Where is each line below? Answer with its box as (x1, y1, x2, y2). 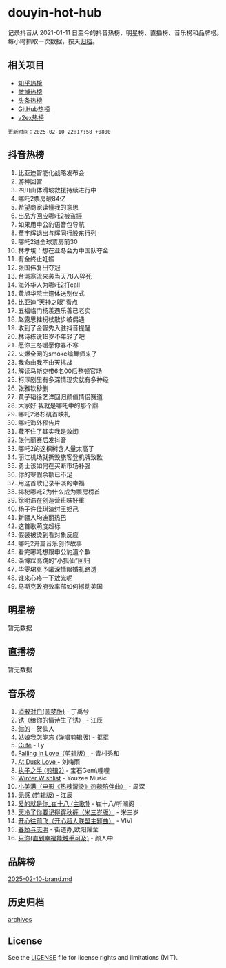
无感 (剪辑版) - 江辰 (17, 791, 73, 799)
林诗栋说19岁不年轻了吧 (17, 332, 85, 341)
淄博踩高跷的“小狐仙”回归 (17, 556, 90, 565)
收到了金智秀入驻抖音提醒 (17, 323, 91, 332)
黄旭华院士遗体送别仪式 (17, 289, 85, 297)
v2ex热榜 (17, 113, 44, 121)
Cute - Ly (17, 741, 45, 749)
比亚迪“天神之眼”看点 (17, 298, 79, 306)
